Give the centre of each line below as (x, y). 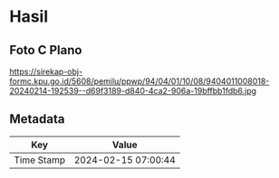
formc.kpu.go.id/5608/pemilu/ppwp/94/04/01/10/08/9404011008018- (139, 81)
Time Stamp (40, 160)
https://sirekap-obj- (46, 71)
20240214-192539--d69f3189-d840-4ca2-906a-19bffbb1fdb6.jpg (133, 91)
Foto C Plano (46, 50)
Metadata (37, 119)
